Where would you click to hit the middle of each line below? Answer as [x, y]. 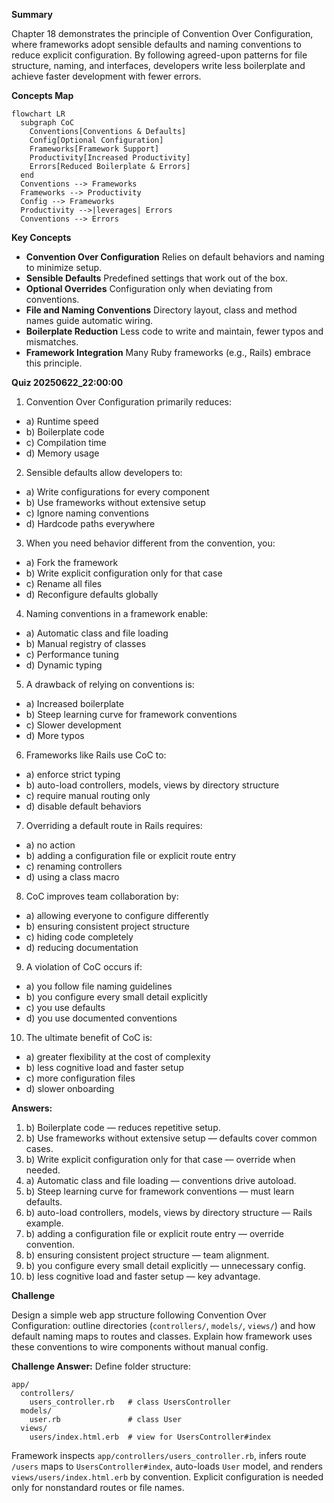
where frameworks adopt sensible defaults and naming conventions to [156, 44]
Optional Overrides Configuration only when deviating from [149, 288]
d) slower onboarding [70, 1088]
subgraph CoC [47, 123]
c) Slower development [73, 725]
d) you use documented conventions [101, 1018]
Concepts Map [42, 95]
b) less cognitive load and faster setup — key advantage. [143, 1276]
